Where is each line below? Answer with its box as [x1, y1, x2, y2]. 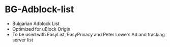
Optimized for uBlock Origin [12, 26, 71, 32]
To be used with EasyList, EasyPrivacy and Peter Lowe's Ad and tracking [12, 31, 165, 37]
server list [12, 37, 34, 43]
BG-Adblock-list [5, 4, 74, 15]
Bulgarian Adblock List [12, 20, 60, 27]
